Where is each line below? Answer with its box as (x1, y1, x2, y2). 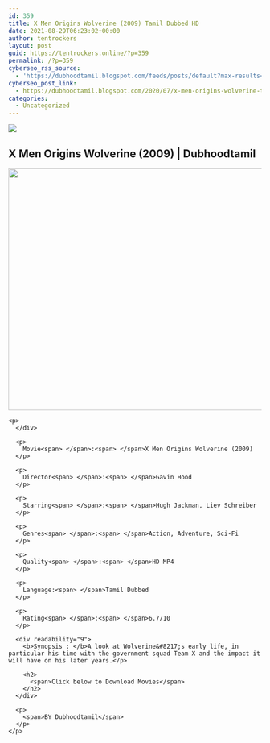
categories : (8, 94, 48, 102)
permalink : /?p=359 (8, 57, 74, 65)
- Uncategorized (15, 102, 70, 110)
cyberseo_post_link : (8, 79, 78, 87)
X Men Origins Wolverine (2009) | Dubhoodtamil (8, 147, 256, 160)
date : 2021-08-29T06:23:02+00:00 (8, 27, 121, 35)
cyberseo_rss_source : (8, 64, 81, 73)
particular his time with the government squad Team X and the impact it (8, 650, 261, 658)
